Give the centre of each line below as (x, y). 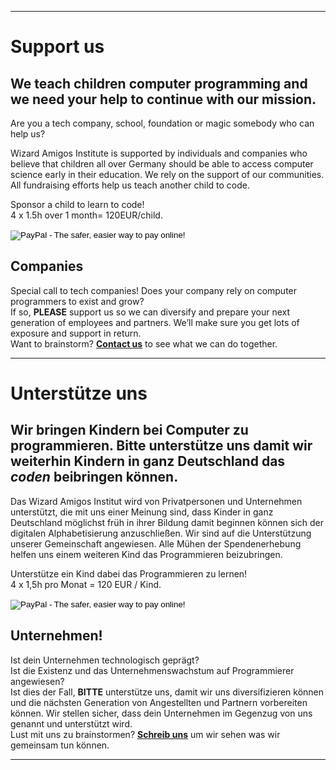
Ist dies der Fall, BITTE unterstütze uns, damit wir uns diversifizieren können (167, 692)
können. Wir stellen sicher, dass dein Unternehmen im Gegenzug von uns (161, 713)
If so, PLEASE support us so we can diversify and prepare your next (150, 312)
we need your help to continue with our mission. (163, 99)
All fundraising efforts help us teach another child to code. (130, 185)
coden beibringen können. (94, 477)
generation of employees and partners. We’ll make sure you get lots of (155, 322)
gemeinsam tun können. (60, 745)
